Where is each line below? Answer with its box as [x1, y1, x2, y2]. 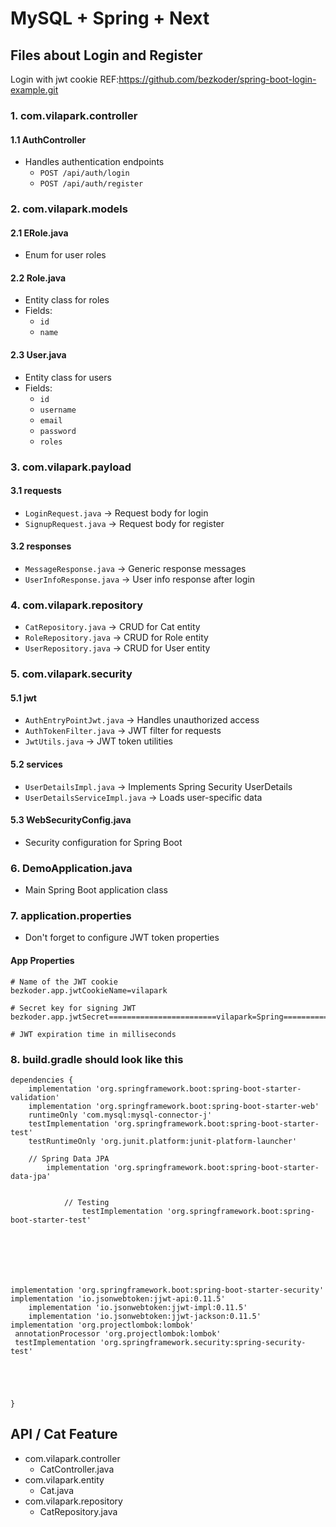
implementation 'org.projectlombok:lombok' [10, 1320, 195, 1330]
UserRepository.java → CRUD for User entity [24, 642, 211, 654]
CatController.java [39, 1463, 115, 1475]
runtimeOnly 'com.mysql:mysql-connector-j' [28, 1110, 213, 1120]
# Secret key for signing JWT [10, 1003, 137, 1013]
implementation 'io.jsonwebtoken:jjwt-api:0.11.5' [10, 1293, 226, 1304]
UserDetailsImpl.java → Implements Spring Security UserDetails [24, 780, 293, 792]
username [39, 405, 77, 415]
